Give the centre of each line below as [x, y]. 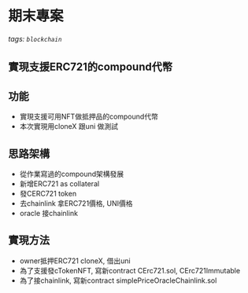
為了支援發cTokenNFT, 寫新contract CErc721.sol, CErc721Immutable [130, 270]
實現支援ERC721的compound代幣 [91, 67]
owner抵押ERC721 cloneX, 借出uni [75, 261]
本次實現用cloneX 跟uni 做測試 [68, 126]
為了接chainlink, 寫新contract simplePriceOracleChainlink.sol [118, 280]
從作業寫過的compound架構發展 [72, 174]
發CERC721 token [48, 194]
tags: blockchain [35, 38]
